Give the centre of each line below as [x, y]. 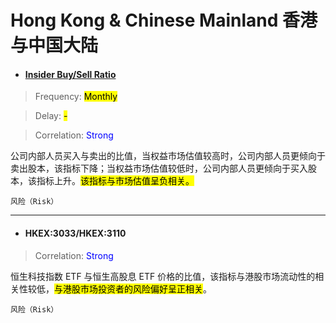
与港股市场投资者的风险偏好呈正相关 [128, 288]
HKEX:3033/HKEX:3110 [75, 233]
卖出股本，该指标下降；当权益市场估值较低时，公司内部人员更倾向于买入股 [163, 168]
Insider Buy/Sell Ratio [70, 74]
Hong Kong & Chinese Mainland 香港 [164, 20]
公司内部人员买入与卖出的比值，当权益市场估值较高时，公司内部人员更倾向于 [168, 156]
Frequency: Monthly [76, 97]
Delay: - [51, 116]
